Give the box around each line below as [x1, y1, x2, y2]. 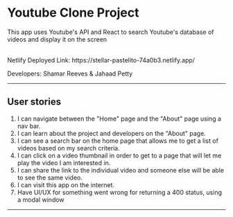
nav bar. [17, 121, 41, 130]
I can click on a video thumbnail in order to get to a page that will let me [17, 151, 222, 159]
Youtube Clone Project [7, 5, 139, 21]
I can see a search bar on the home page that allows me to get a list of [17, 137, 218, 145]
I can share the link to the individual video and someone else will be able [17, 166, 224, 174]
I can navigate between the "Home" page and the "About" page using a [17, 114, 222, 123]
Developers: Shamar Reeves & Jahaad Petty [7, 69, 133, 78]
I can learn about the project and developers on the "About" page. [17, 129, 206, 137]
